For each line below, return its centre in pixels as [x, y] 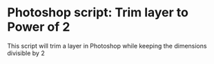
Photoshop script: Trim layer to [98, 13]
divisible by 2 [26, 53]
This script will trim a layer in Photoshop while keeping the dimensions [107, 46]
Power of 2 [39, 27]
